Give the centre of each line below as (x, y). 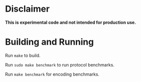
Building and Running (49, 42)
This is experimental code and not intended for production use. (70, 22)
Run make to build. (23, 55)
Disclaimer (27, 9)
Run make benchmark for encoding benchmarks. (52, 74)
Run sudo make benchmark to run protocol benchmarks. (60, 65)
